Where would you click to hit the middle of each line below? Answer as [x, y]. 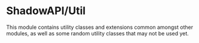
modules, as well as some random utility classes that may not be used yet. [98, 33]
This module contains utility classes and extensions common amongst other [99, 27]
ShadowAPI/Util [46, 11]
